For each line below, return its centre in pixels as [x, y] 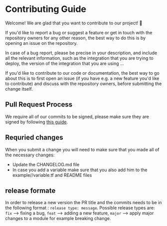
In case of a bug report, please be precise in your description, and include [81, 53]
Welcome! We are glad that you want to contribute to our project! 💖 [74, 23]
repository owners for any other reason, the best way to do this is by [76, 38]
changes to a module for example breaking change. [58, 219]
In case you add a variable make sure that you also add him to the [80, 170]
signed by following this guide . [37, 122]
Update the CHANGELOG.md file [46, 164]
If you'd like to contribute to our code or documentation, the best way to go [82, 73]
